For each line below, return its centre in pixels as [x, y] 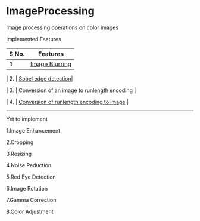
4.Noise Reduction [29, 165]
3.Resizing [19, 154]
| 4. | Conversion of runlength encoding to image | [68, 102]
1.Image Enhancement [33, 130]
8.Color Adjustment [30, 211]
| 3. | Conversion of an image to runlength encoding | [71, 90]
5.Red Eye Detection [31, 177]
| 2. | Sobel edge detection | [40, 78]
